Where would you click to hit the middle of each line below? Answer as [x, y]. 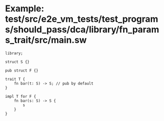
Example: [25, 9]
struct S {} [17, 62]
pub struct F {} [22, 70]
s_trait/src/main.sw [46, 40]
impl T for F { [21, 96]
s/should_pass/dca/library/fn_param [82, 30]
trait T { [15, 79]
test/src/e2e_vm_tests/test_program [82, 19]
